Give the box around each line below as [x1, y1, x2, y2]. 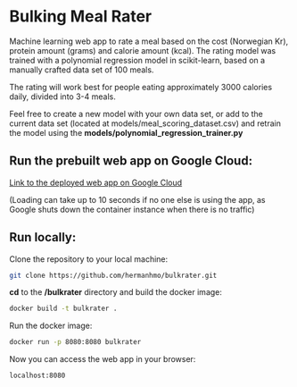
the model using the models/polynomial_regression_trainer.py [9, 127, 243, 138]
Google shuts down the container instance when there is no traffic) [9, 204, 255, 215]
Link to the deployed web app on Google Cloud [9, 177, 183, 188]
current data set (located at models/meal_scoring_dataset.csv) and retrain [9, 118, 281, 129]
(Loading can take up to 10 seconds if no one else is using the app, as [9, 194, 266, 205]
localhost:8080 [9, 371, 66, 381]
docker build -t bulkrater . [9, 304, 118, 314]
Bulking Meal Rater [9, 6, 153, 27]
